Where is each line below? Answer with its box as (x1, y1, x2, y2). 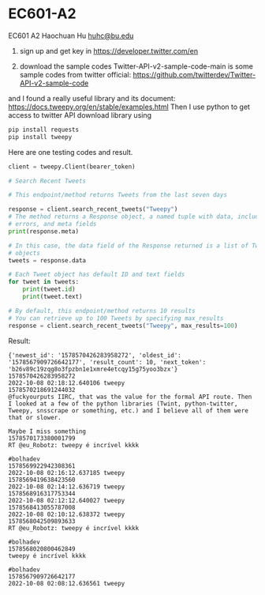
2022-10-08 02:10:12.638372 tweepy (8, 510, 125, 518)
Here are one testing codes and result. (8, 147, 133, 156)
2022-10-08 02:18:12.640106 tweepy (8, 378, 125, 387)
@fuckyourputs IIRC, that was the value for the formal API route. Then (8, 393, 252, 401)
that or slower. (8, 413, 62, 421)
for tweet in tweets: (8, 278, 80, 286)
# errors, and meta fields (8, 220, 97, 228)
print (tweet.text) (22, 293, 83, 301)
